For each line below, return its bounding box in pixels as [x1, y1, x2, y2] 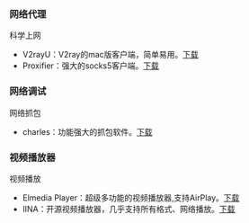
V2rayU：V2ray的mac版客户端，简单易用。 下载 [22, 49, 200, 60]
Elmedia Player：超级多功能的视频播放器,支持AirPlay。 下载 [22, 192, 240, 203]
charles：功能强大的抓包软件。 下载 [22, 126, 153, 137]
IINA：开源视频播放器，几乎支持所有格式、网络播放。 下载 [22, 203, 236, 214]
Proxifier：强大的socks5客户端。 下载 [22, 60, 160, 71]
